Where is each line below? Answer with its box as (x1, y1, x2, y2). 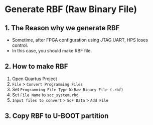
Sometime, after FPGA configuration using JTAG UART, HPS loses (12, 37, 148, 43)
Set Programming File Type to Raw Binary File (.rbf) (12, 86, 124, 92)
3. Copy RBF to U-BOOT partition (5, 112, 109, 120)
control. (12, 42, 28, 48)
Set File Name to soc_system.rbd (12, 92, 79, 98)
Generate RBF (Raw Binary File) (5, 4, 137, 15)
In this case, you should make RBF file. (12, 48, 92, 53)
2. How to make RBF (5, 62, 68, 71)
